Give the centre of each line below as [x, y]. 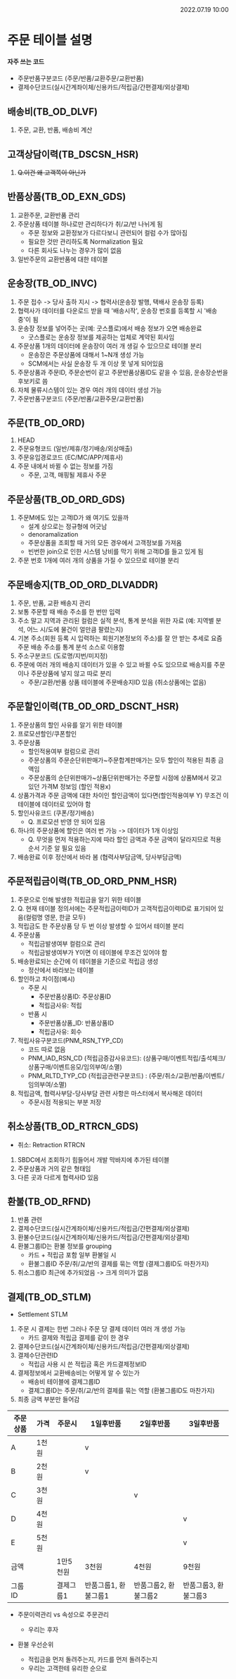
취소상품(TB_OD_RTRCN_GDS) [73, 1126]
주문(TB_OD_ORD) [46, 423]
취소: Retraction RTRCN [51, 1144]
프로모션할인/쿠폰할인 [47, 733]
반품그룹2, [150, 1585]
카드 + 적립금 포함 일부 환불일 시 [72, 1255]
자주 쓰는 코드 [26, 61]
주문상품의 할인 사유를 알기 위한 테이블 [70, 725]
